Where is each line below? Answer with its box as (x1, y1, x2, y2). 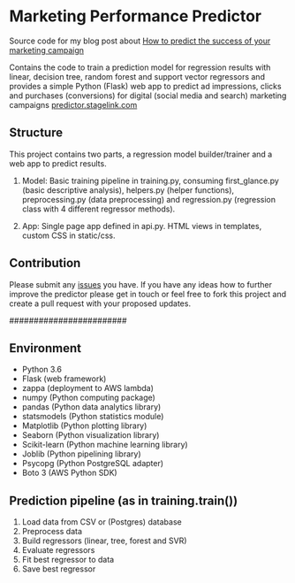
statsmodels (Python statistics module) (21, 411, 164, 422)
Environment (9, 341, 82, 356)
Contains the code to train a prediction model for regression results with (9, 62, 271, 73)
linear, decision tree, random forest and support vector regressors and (9, 71, 265, 81)
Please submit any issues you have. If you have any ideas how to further (9, 279, 272, 289)
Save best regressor (21, 564, 96, 574)
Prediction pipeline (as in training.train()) (9, 493, 238, 508)
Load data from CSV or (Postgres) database (21, 517, 183, 527)
